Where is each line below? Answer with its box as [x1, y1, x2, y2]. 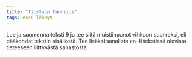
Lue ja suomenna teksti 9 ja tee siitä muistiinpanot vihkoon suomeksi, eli [6, 31, 187, 38]
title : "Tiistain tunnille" [6, 8, 78, 15]
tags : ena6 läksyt [6, 14, 53, 20]
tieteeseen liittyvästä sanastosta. [6, 43, 89, 51]
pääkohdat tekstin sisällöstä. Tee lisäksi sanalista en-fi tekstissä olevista [6, 37, 187, 44]
